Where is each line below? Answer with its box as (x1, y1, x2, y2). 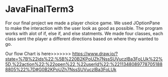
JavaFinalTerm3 (5, 3, 74, 15)
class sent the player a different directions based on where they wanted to (5, 36, 159, 42)
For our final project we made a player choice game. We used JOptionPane (5, 20, 160, 26)
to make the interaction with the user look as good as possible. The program (5, 25, 163, 31)
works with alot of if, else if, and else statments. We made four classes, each (5, 30, 163, 36)
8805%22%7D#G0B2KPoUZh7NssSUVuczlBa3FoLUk (5, 66, 117, 73)
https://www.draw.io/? (72, 51, 118, 57)
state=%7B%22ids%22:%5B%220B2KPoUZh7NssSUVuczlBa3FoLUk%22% (5, 56, 163, 62)
